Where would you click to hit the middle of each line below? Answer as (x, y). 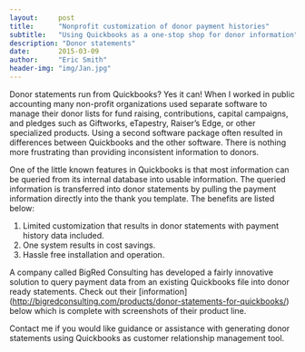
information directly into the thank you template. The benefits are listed (142, 198)
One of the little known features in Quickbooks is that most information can (149, 170)
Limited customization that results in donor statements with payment (151, 225)
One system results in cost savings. (89, 245)
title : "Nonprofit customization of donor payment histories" (140, 26)
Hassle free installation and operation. (93, 254)
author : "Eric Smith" (58, 60)
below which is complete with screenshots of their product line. (128, 310)
